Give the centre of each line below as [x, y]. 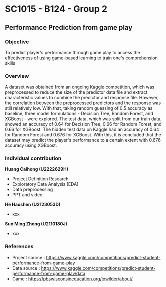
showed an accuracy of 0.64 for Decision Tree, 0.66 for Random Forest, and [83, 124]
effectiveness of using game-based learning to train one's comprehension [82, 58]
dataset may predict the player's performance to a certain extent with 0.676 [83, 140]
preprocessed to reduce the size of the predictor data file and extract [76, 92]
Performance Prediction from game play [69, 27]
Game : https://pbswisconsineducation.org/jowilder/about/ [73, 279]
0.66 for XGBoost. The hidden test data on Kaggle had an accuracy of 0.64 [82, 129]
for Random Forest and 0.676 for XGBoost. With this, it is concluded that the [83, 135]
